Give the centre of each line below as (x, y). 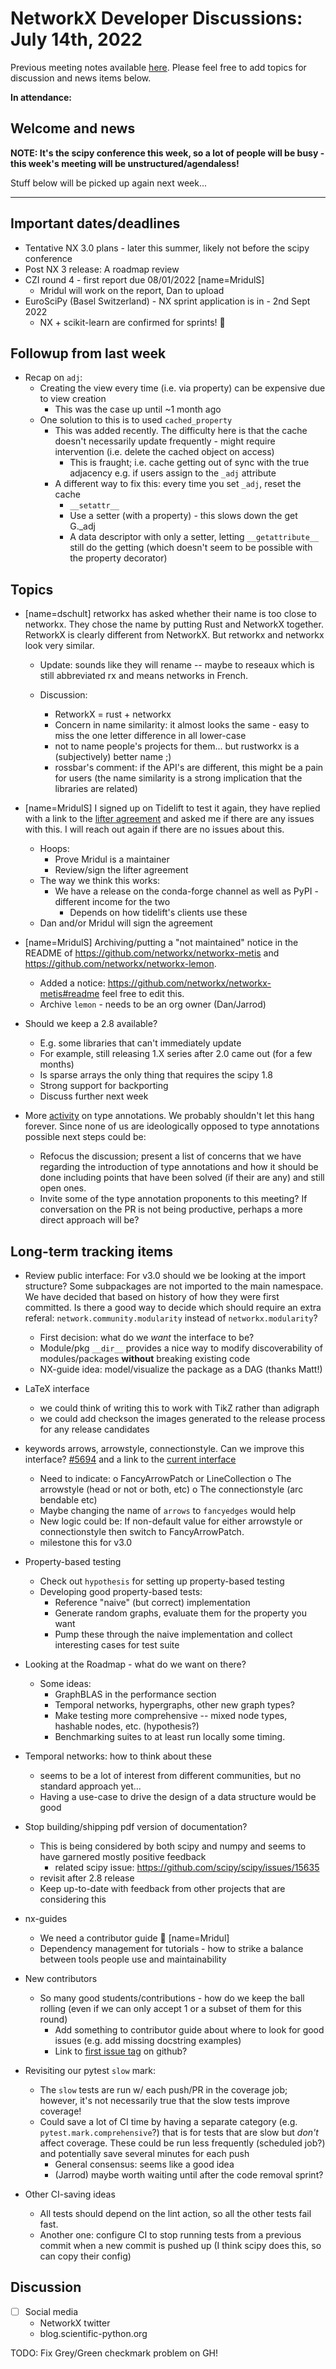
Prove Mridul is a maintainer (112, 859)
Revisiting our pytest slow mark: (90, 2070)
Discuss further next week (94, 1096)
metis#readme (69, 994)
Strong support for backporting (104, 1086)
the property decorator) (118, 558)
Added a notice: (72, 983)
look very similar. (59, 646)
